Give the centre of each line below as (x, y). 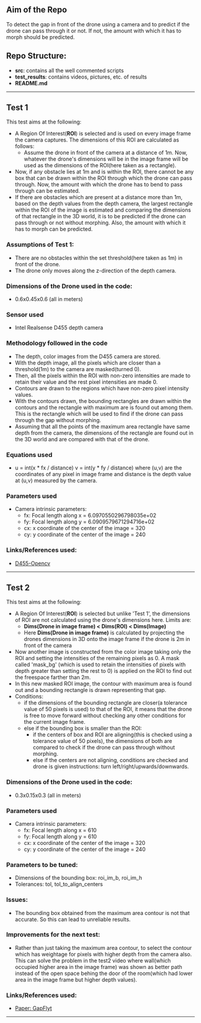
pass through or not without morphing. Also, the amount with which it (100, 223)
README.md (31, 83)
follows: (25, 146)
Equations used (29, 455)
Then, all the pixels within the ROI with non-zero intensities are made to (103, 375)
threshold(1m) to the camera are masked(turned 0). (78, 369)
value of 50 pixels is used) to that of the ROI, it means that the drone (108, 709)
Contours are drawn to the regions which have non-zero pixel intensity (102, 388)
